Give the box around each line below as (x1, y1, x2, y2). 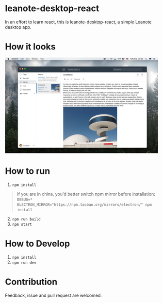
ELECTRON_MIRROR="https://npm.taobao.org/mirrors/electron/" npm (16, 202, 152, 207)
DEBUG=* (16, 197, 33, 202)
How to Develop (5, 238, 70, 249)
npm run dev (12, 260, 36, 265)
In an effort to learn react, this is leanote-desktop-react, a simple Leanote (5, 19, 152, 25)
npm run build (12, 217, 41, 221)
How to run (5, 166, 50, 177)
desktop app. (5, 24, 32, 30)
